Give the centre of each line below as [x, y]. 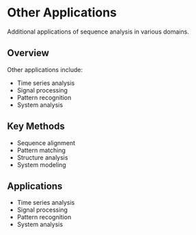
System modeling [41, 164]
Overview [28, 53]
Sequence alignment [46, 143]
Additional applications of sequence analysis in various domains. [98, 32]
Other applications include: [45, 69]
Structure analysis [42, 157]
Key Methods [36, 126]
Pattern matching [41, 150]
